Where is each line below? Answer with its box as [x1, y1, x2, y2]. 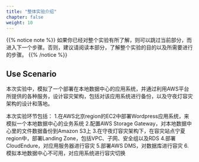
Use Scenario [6, 69, 57, 79]
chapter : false [6, 14, 44, 20]
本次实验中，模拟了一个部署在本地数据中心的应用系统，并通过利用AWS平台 [6, 85, 190, 92]
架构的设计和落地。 [6, 100, 53, 107]
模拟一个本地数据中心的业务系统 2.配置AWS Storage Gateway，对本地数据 [6, 120, 187, 127]
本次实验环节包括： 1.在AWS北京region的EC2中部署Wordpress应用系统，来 [6, 113, 190, 120]
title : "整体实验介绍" [6, 8, 57, 15]
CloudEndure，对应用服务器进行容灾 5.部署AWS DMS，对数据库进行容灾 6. [6, 142, 189, 150]
